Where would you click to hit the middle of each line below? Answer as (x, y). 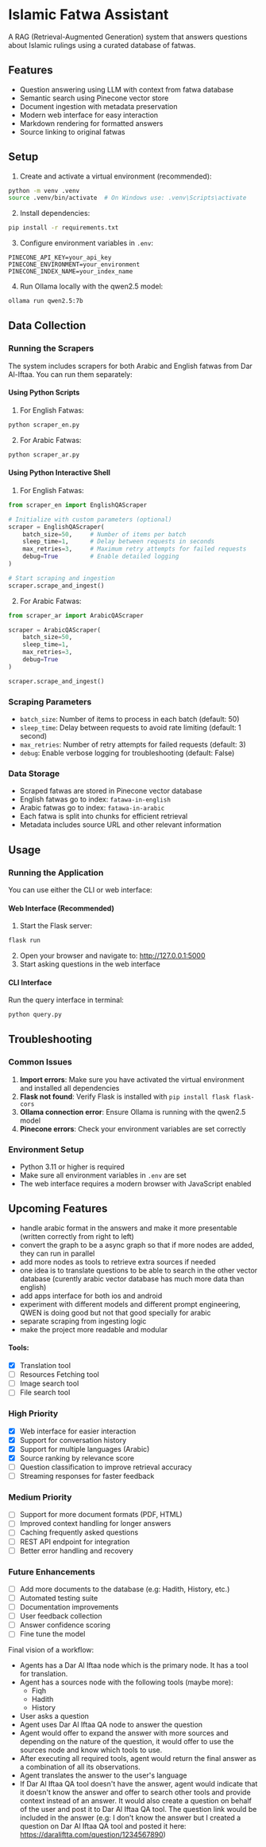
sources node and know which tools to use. (91, 1750)
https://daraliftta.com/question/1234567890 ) (93, 1835)
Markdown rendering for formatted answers (91, 123)
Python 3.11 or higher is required (72, 1167)
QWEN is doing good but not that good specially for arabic (115, 1312)
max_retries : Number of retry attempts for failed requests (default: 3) (133, 744)
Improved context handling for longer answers (95, 1523)
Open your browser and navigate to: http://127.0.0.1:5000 (112, 956)
